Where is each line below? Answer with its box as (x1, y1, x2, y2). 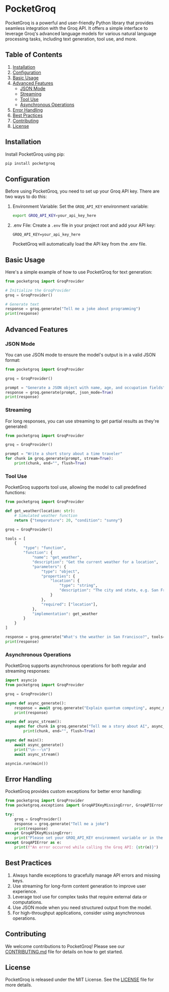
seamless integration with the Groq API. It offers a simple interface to (5, 25, 148, 31)
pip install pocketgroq (5, 161, 55, 166)
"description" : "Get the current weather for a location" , (32, 559, 158, 564)
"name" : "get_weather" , (32, 555, 82, 560)
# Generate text (5, 302, 39, 307)
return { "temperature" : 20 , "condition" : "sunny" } (14, 517, 123, 523)
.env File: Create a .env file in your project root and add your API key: (12, 222, 156, 228)
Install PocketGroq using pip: (5, 151, 65, 157)
